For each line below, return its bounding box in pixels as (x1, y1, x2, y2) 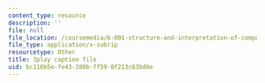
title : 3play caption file (8, 56, 97, 64)
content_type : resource (8, 11, 87, 20)
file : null (8, 26, 44, 34)
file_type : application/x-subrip (8, 41, 118, 49)
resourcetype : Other (8, 48, 77, 56)
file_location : (8, 33, 58, 42)
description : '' (8, 19, 62, 27)
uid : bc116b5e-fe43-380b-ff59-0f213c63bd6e (8, 63, 154, 71)
